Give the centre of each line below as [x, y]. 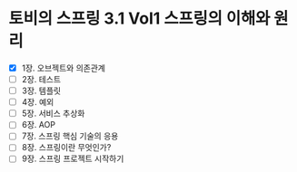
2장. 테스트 [41, 79]
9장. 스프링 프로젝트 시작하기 [73, 158]
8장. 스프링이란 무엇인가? [66, 148]
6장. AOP [39, 125]
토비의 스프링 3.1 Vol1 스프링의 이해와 [139, 19]
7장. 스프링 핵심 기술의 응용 [70, 136]
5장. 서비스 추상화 [53, 113]
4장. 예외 [38, 102]
